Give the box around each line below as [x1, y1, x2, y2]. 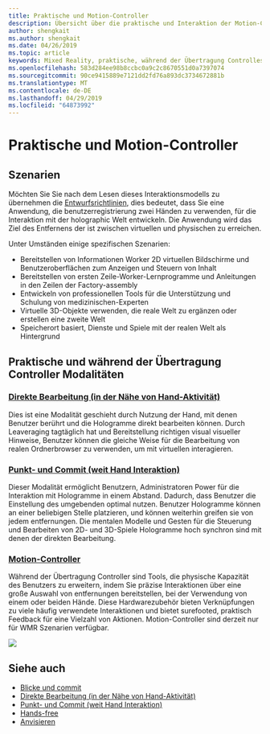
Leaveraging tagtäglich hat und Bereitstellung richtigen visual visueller [8, 427, 241, 437]
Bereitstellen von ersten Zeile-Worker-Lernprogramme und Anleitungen [19, 272, 256, 281]
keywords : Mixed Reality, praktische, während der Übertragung [8, 57, 225, 65]
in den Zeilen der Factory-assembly [19, 281, 138, 290]
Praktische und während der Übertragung [8, 355, 222, 368]
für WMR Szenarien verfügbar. [8, 623, 110, 633]
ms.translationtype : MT [8, 79, 88, 87]
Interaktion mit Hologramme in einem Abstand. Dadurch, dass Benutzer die [8, 491, 256, 501]
